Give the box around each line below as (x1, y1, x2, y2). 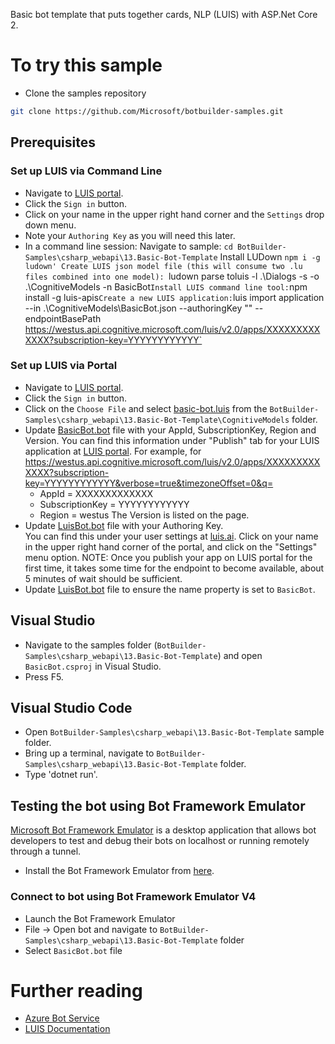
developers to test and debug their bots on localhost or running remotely (10, 835, 310, 847)
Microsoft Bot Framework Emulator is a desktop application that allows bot (10, 824, 317, 836)
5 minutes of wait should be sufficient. (24, 572, 183, 584)
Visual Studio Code (10, 700, 133, 716)
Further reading (10, 979, 143, 1002)
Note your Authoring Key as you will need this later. (24, 229, 236, 241)
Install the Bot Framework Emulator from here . (24, 865, 215, 877)
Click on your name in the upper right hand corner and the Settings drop (24, 208, 325, 220)
